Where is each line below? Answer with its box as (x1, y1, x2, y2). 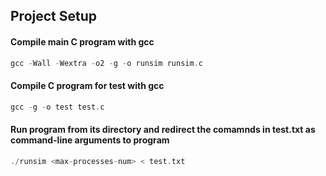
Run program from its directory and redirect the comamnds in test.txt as (10, 124, 316, 136)
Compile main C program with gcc (10, 35, 155, 48)
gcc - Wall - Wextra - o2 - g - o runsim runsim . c (10, 58, 203, 68)
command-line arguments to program (10, 134, 170, 146)
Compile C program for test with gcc (10, 80, 165, 92)
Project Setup (10, 8, 98, 25)
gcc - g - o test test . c (10, 102, 105, 112)
